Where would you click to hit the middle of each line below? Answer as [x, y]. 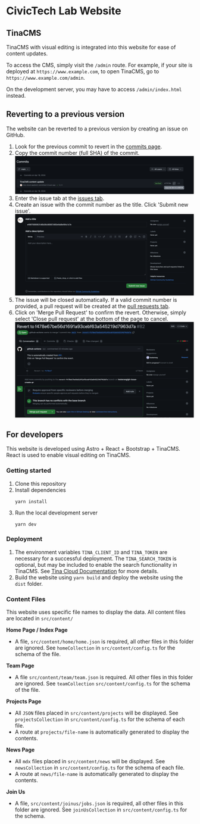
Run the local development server [56, 513]
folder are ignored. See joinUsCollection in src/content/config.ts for [101, 810]
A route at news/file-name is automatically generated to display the [96, 774]
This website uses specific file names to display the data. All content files [96, 612]
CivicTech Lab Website [64, 11]
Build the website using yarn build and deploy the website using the [99, 577]
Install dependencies [40, 490]
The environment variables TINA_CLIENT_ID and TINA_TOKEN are [91, 552]
